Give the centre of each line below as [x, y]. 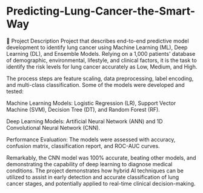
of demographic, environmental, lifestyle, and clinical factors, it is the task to [101, 60]
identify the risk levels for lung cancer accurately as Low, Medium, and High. [102, 66]
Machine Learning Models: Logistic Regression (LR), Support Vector [91, 103]
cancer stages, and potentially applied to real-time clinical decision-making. [101, 183]
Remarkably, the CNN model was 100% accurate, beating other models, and [101, 157]
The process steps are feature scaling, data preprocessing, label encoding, [100, 78]
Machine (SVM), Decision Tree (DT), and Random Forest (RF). [83, 109]
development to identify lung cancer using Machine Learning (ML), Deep [97, 47]
